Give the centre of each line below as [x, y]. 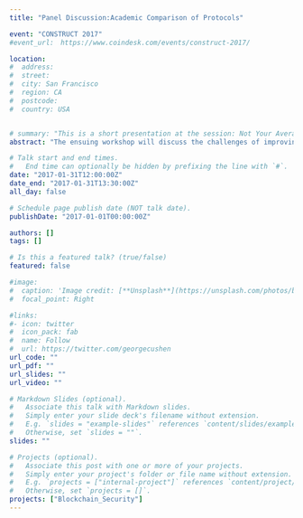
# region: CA [36, 92]
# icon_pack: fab [44, 332]
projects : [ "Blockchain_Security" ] [76, 499]
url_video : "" [36, 382]
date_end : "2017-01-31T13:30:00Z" [74, 184]
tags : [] [26, 241]
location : [28, 59]
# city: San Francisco [54, 84]
